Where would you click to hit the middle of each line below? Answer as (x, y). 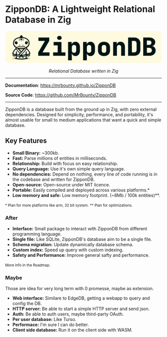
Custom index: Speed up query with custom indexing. (68, 250)
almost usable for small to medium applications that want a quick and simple (83, 120)
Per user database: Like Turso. (44, 320)
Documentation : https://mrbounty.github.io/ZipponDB (60, 85)
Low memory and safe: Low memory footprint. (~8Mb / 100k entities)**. (86, 195)
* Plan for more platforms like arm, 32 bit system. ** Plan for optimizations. (69, 205)
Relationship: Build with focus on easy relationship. (65, 164)
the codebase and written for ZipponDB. (53, 179)
